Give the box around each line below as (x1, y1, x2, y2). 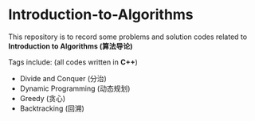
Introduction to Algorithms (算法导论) (8, 41, 133, 51)
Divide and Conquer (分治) (19, 73, 108, 83)
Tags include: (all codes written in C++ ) (8, 57, 138, 67)
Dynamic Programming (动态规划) (19, 84, 131, 93)
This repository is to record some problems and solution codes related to (8, 32, 248, 41)
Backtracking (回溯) (19, 103, 85, 113)
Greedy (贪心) (19, 93, 66, 103)
